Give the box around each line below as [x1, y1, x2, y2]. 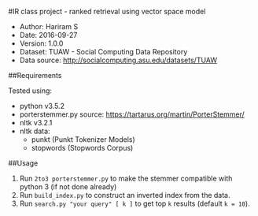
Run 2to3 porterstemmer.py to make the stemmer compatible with [19, 173, 233, 183]
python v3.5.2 [19, 102, 65, 110]
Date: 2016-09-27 [19, 31, 78, 39]
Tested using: [8, 86, 53, 95]
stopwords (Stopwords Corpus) [31, 143, 134, 152]
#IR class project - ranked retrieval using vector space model [8, 7, 206, 16]
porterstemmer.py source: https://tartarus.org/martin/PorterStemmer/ [19, 110, 245, 119]
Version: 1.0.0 [19, 39, 64, 48]
